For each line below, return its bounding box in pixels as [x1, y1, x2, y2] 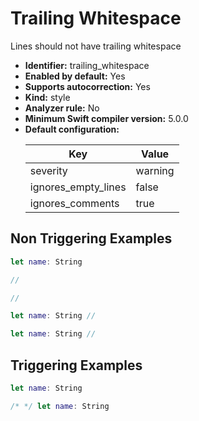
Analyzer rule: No [24, 102, 100, 114]
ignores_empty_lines [29, 180, 127, 194]
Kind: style [24, 91, 71, 103]
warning [135, 163, 175, 177]
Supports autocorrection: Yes [24, 80, 151, 92]
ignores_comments [29, 196, 120, 210]
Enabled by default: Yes [24, 70, 126, 82]
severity [29, 163, 68, 177]
